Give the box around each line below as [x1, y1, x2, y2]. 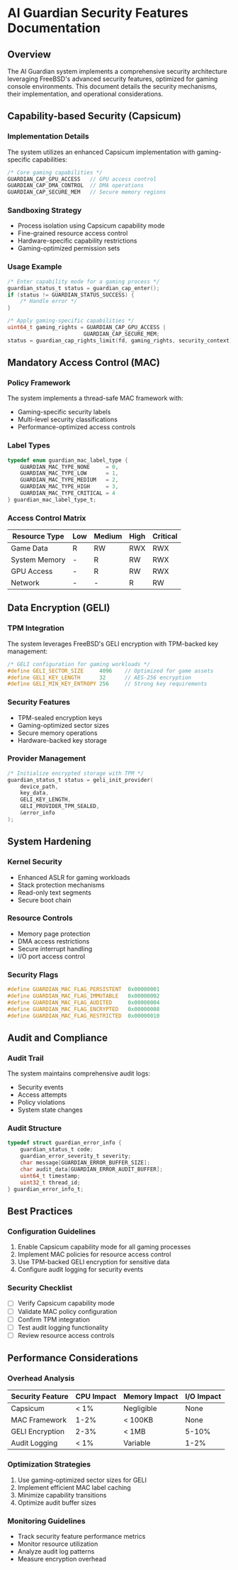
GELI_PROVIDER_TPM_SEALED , [20, 803, 100, 810]
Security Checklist [7, 1283, 73, 1293]
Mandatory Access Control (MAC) [7, 357, 161, 369]
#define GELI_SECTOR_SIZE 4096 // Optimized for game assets [7, 667, 214, 675]
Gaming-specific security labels [17, 408, 111, 416]
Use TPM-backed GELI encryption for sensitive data [17, 1258, 170, 1266]
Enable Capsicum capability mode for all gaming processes [17, 1243, 191, 1251]
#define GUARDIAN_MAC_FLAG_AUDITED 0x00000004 [7, 999, 160, 1006]
